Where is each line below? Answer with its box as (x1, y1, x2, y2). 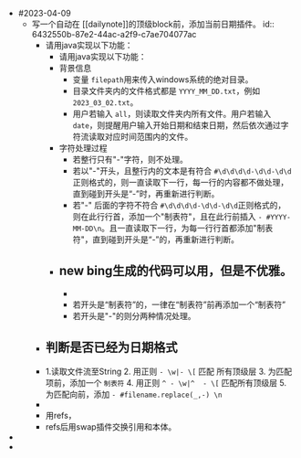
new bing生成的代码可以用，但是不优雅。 (58, 263, 293, 279)
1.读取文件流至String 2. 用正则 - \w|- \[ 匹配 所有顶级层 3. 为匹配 (45, 366, 293, 377)
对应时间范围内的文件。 (104, 132, 193, 142)
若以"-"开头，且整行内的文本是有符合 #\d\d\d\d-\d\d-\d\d (72, 165, 292, 176)
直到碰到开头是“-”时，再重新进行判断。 (72, 188, 220, 199)
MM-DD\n (72, 224, 102, 233)
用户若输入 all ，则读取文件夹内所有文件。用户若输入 (72, 109, 272, 119)
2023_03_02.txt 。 (72, 97, 139, 108)
